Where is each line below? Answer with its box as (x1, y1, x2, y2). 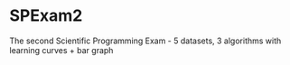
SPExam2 (9, 5, 83, 26)
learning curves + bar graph (9, 44, 114, 55)
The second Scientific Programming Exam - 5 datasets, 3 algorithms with (9, 35, 282, 46)
